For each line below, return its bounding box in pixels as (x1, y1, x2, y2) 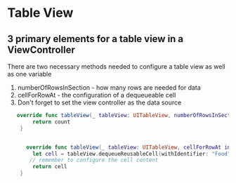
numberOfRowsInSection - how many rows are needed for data (17, 83, 202, 92)
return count (32, 118, 71, 126)
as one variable (7, 70, 52, 78)
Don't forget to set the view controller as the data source (17, 98, 182, 107)
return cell (32, 163, 68, 170)
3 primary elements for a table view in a (7, 33, 184, 45)
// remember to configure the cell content (29, 156, 159, 164)
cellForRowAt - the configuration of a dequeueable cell (17, 91, 176, 99)
